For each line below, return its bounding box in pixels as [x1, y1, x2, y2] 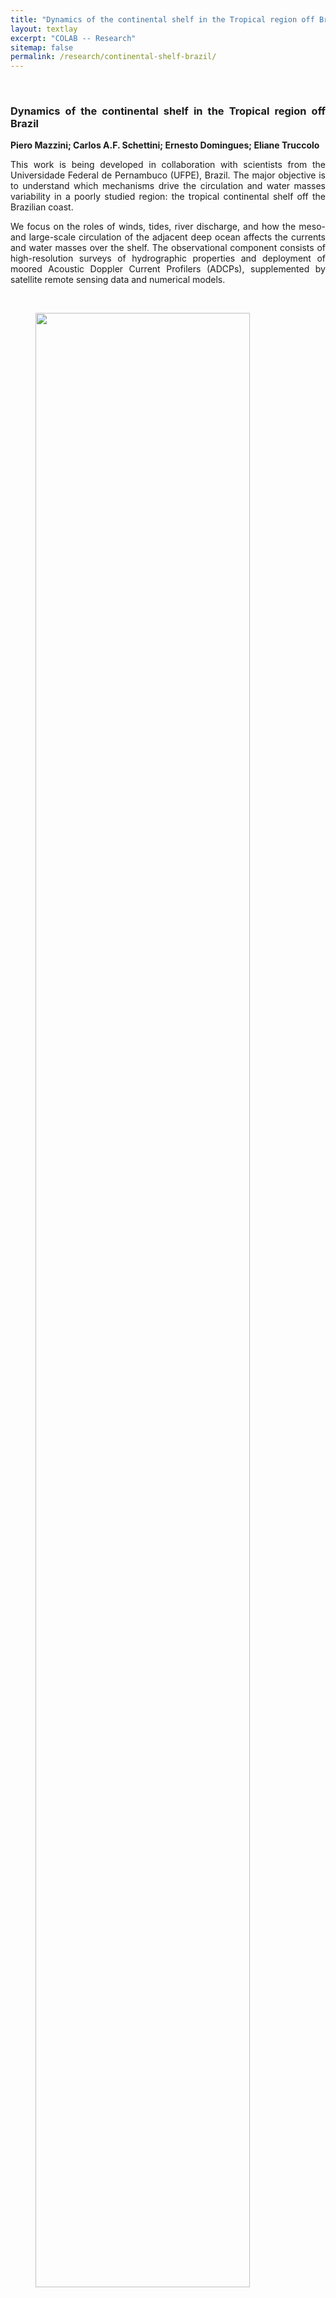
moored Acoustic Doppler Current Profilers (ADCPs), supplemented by [10, 263, 326, 275]
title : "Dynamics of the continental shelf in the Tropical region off [10, 14, 315, 25]
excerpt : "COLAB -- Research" [10, 33, 137, 43]
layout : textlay [10, 24, 78, 34]
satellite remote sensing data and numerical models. [10, 274, 226, 286]
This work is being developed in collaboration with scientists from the [10, 159, 326, 171]
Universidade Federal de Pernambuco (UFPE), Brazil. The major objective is [10, 169, 326, 181]
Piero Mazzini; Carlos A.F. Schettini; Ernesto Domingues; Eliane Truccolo [10, 139, 320, 151]
